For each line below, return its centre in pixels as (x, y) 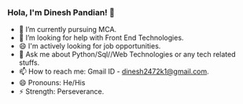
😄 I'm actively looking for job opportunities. (90, 46)
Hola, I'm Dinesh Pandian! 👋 (61, 13)
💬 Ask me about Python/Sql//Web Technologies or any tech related (127, 55)
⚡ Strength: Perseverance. (61, 91)
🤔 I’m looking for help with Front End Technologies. (101, 38)
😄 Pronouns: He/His (52, 83)
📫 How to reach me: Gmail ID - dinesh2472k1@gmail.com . (114, 72)
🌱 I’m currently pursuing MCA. (68, 30)
